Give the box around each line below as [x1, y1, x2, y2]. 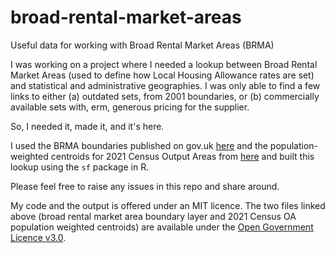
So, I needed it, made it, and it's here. [10, 120, 165, 132]
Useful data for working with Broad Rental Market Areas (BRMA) [10, 39, 275, 51]
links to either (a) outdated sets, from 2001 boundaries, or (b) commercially [10, 90, 320, 102]
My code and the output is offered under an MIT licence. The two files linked [10, 199, 326, 211]
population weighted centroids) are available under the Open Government [10, 221, 314, 233]
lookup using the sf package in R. [10, 161, 150, 173]
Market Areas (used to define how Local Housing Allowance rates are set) [10, 69, 315, 81]
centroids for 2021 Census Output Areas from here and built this [50, 150, 315, 162]
